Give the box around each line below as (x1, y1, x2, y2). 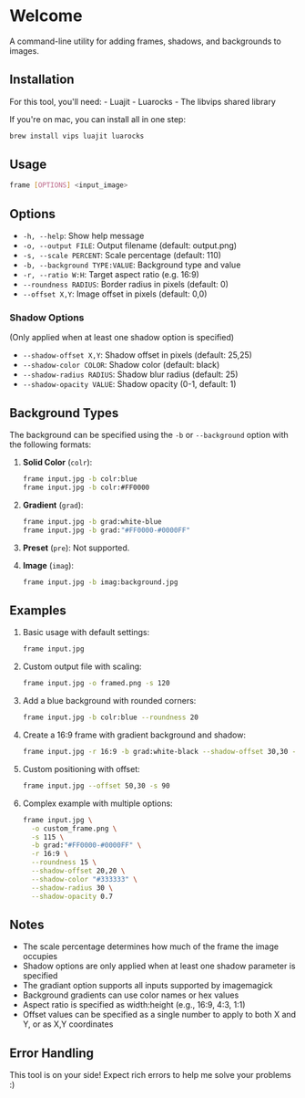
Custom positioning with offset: (22, 763, 141, 774)
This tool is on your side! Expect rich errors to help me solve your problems (9, 1070, 291, 1081)
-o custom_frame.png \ (31, 823, 117, 833)
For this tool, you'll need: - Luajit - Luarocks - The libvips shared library (9, 96, 276, 107)
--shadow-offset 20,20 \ (31, 866, 126, 876)
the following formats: (9, 439, 92, 450)
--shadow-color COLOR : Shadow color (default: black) (22, 360, 220, 371)
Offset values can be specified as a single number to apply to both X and (22, 1009, 297, 1020)
